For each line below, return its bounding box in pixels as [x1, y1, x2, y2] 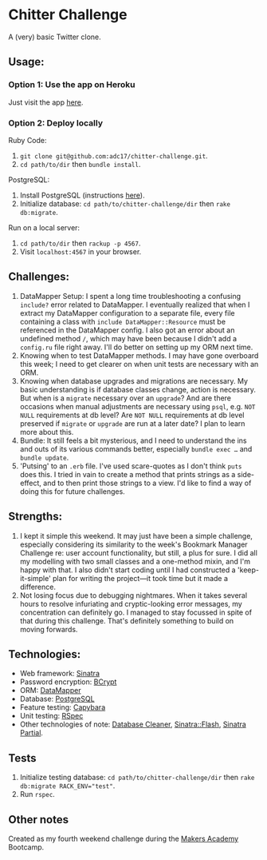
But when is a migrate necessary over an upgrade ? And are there [19, 393, 232, 403]
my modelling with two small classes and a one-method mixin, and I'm [19, 556, 251, 566]
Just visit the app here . [8, 98, 84, 107]
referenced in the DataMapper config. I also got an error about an [19, 325, 235, 335]
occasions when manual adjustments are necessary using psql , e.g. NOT [19, 401, 256, 411]
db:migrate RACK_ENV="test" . [19, 781, 116, 790]
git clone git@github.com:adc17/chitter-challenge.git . [19, 150, 209, 161]
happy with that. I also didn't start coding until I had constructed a [19, 565, 237, 575]
